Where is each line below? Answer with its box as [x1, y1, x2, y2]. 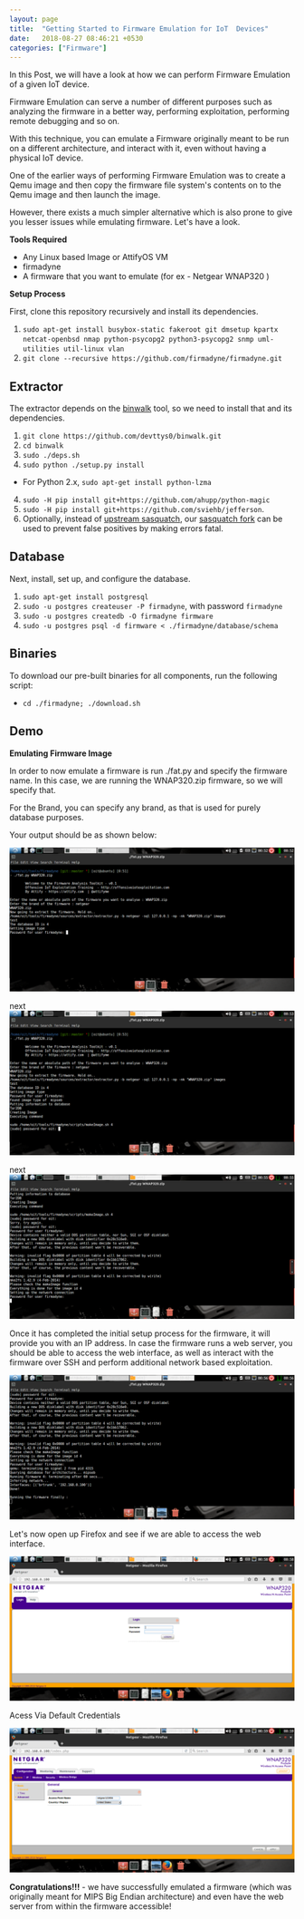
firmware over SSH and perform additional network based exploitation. [9, 1357, 273, 1368]
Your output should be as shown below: [9, 829, 157, 840]
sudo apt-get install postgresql [22, 592, 149, 602]
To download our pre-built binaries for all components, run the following [9, 670, 278, 681]
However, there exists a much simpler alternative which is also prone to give [9, 207, 293, 218]
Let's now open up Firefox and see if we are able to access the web [9, 1528, 261, 1540]
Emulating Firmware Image [9, 748, 113, 759]
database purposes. [9, 811, 84, 822]
